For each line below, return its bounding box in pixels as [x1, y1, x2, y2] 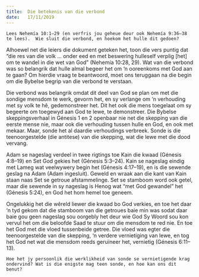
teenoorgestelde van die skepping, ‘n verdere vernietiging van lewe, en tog [6, 232, 189, 239]
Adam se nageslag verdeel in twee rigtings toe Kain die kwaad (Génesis [6, 151, 182, 158]
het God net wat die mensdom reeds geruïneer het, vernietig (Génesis [6, 238, 178, 245]
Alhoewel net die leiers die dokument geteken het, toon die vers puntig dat [6, 46, 188, 53]
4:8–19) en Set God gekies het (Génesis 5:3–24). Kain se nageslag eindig [6, 157, 185, 164]
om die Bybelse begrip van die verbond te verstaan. [6, 78, 133, 85]
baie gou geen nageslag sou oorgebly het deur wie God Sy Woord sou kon [6, 213, 189, 220]
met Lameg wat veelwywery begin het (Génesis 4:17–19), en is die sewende [6, 164, 191, 171]
